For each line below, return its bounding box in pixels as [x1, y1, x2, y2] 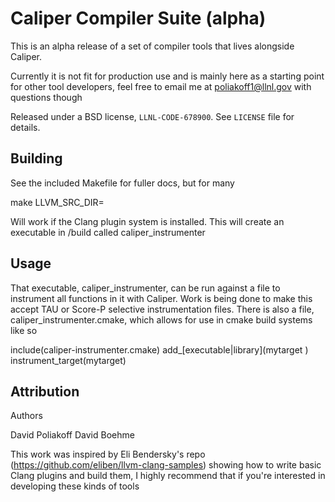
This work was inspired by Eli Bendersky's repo [10, 448, 206, 461]
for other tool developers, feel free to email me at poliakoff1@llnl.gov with [10, 80, 312, 92]
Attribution [10, 383, 80, 400]
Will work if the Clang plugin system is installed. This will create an [10, 215, 285, 227]
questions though [10, 91, 83, 103]
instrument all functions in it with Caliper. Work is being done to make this [10, 292, 313, 304]
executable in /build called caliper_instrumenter [10, 226, 206, 238]
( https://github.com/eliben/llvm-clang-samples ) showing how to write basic [10, 459, 322, 471]
